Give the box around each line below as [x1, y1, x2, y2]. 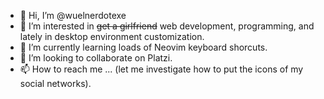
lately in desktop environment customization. [19, 31, 205, 42]
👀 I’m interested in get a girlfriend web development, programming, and [19, 20, 315, 32]
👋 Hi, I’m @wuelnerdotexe [19, 10, 127, 21]
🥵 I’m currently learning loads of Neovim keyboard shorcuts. [19, 41, 268, 53]
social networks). [19, 78, 92, 89]
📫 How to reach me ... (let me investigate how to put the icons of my [19, 63, 304, 75]
